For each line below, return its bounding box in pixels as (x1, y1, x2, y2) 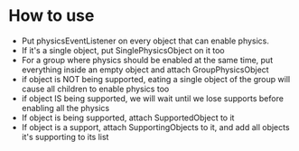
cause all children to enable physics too (21, 83, 170, 94)
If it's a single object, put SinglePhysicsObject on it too (21, 44, 225, 55)
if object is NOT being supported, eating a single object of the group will (21, 73, 291, 84)
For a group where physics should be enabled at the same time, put (21, 54, 273, 65)
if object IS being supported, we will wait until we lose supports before (21, 92, 284, 104)
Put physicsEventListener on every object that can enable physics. (21, 35, 270, 46)
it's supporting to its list (21, 131, 109, 142)
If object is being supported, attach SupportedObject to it (21, 112, 235, 123)
